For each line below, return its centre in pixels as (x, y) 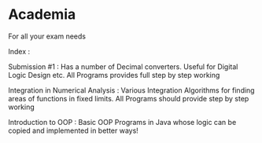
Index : (19, 51)
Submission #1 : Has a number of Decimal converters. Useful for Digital (123, 66)
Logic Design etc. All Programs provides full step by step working (114, 75)
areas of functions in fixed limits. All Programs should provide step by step (129, 98)
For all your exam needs (47, 36)
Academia (42, 15)
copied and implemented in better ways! (74, 130)
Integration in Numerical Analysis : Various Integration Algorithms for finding (131, 90)
